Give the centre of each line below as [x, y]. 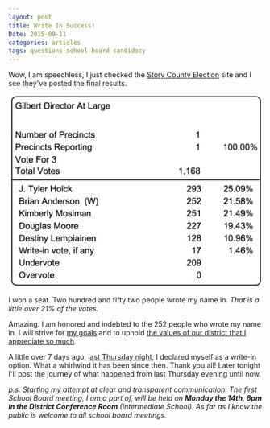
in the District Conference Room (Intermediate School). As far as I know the [135, 407]
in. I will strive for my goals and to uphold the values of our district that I [127, 333]
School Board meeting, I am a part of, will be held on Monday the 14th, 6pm [135, 398]
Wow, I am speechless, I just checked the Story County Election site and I [130, 75]
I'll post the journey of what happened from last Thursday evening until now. [135, 374]
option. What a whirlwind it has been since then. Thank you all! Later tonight [134, 365]
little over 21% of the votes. [54, 309]
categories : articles [45, 43]
